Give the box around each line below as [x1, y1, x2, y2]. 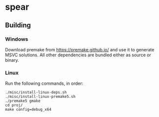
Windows [5, 36, 28, 43]
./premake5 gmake [5, 98, 41, 104]
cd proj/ [5, 103, 23, 108]
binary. [5, 57, 19, 63]
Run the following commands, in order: [5, 80, 83, 87]
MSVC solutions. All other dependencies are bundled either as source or [5, 52, 151, 58]
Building [5, 21, 31, 29]
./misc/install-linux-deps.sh [5, 90, 67, 95]
